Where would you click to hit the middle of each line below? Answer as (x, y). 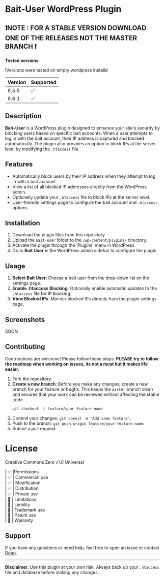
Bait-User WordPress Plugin (63, 9)
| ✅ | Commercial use (27, 477)
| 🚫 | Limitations (21, 499)
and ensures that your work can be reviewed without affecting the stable (86, 394)
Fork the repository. (32, 379)
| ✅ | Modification (23, 483)
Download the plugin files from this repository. (59, 235)
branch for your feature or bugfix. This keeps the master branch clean (82, 389)
